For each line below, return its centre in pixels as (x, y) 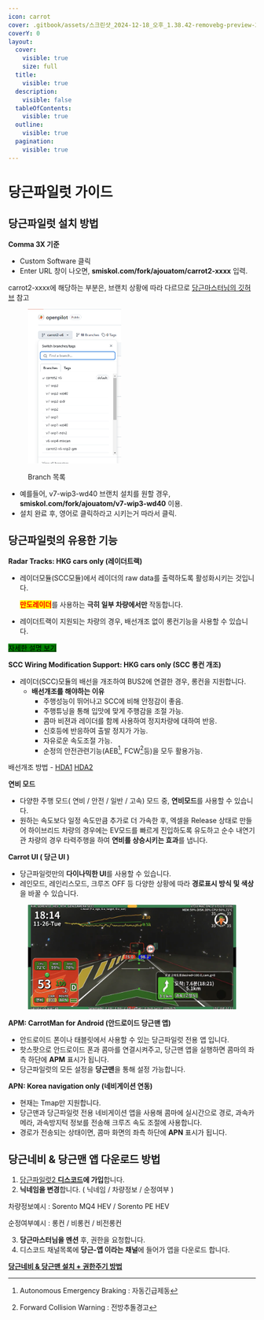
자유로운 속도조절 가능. (78, 740)
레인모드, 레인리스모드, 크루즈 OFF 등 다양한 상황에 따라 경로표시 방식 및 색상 (136, 884)
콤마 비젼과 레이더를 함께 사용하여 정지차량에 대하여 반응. (130, 721)
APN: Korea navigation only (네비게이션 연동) (81, 1086)
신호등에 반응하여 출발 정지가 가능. (95, 730)
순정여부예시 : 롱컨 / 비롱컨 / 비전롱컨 (65, 1223)
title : (26, 75)
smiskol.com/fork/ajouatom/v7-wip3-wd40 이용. (101, 503)
